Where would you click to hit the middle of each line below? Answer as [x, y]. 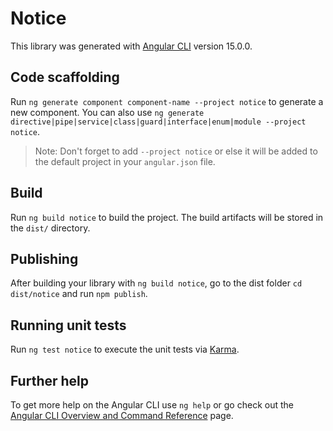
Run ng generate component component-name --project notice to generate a [167, 101]
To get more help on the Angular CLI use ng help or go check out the [152, 405]
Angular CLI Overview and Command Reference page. [122, 415]
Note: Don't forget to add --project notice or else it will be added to [176, 151]
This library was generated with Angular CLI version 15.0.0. [131, 46]
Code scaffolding [65, 77]
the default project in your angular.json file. [125, 161]
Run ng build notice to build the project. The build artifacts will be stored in [167, 217]
